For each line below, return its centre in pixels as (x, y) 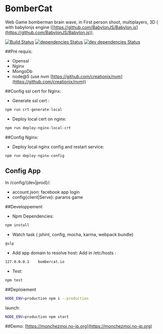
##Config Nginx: (22, 137)
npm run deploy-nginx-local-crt (38, 128)
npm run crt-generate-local (34, 110)
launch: (13, 308)
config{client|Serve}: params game (47, 197)
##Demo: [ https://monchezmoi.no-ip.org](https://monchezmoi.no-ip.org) (79, 326)
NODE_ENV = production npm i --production (47, 298)
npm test (14, 280)
